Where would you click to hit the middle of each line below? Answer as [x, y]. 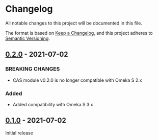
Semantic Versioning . [28, 38]
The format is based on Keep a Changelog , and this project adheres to [79, 33]
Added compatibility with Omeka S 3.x [53, 104]
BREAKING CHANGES [33, 69]
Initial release [19, 133]
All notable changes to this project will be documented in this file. [74, 23]
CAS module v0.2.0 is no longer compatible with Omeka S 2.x [77, 80]
